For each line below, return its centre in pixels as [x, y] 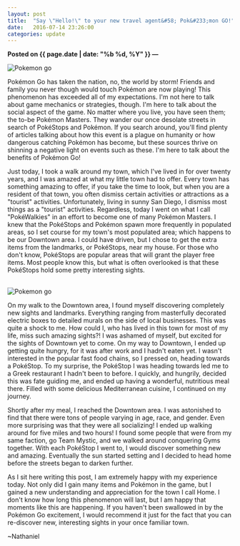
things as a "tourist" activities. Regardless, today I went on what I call [109, 209]
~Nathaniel [24, 537]
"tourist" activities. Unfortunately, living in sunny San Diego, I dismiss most [117, 202]
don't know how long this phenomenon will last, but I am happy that [107, 500]
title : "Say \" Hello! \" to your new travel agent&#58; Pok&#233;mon [113, 21]
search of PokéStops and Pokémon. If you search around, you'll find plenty [118, 127]
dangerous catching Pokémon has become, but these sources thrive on [112, 143]
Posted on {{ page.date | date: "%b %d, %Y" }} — [83, 54]
